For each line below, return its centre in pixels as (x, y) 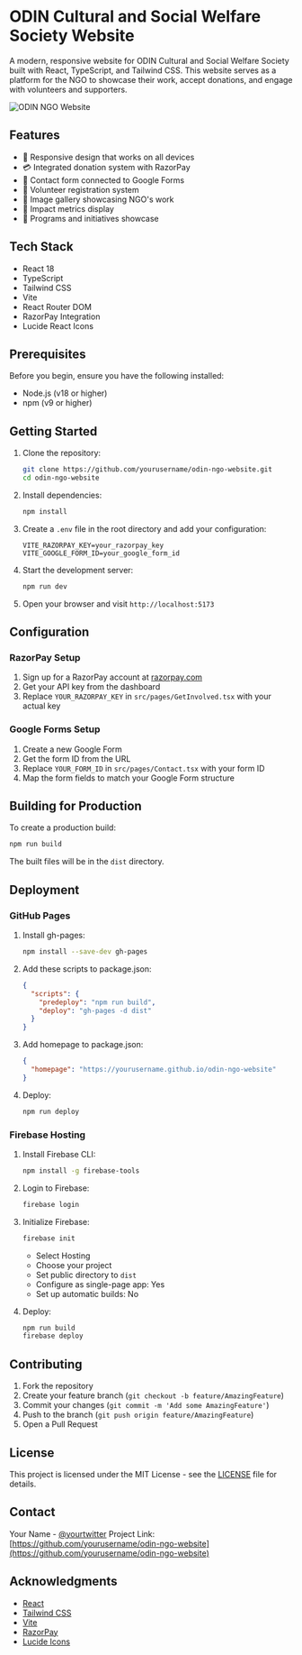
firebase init (49, 1238)
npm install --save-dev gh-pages (85, 952)
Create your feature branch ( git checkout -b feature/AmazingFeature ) (153, 1395)
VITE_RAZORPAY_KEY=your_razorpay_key (93, 545)
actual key (41, 706)
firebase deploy (53, 1336)
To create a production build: (63, 827)
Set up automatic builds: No (87, 1294)
